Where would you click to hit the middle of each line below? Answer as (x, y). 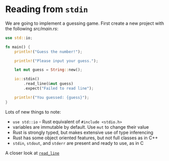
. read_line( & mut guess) (48, 84)
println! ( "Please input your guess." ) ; (56, 61)
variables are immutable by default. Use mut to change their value (81, 127)
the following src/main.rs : (32, 28)
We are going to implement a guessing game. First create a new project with (85, 23)
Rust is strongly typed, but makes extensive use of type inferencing (83, 132)
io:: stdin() (27, 79)
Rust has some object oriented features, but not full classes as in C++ (85, 138)
